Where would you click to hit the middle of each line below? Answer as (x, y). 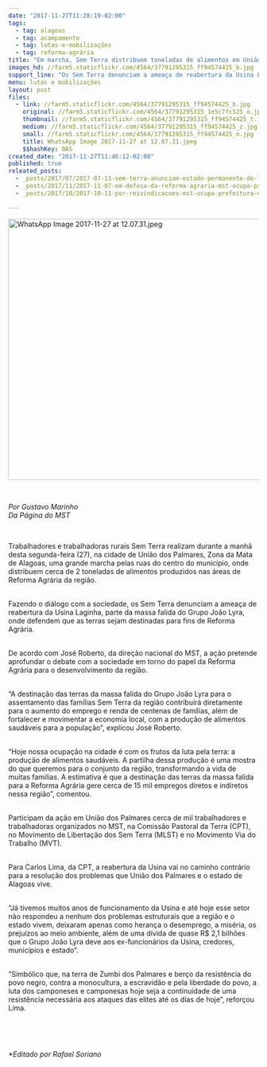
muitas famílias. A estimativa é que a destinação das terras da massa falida (131, 776)
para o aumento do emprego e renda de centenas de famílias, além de (123, 710)
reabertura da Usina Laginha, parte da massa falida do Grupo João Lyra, (126, 612)
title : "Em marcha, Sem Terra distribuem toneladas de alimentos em (124, 61)
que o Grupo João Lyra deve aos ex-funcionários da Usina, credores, (121, 941)
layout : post (30, 90)
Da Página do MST (39, 515)
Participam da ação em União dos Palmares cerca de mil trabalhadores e (128, 818)
